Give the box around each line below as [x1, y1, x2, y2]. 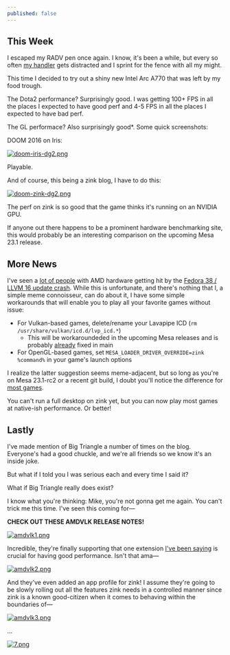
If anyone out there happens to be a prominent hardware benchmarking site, [7, 224, 223, 232]
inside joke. [7, 457, 40, 465]
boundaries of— [7, 600, 53, 609]
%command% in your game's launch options [16, 356, 133, 364]
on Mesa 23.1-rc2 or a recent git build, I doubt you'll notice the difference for [7, 376, 223, 385]
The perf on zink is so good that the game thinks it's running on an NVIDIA [7, 203, 218, 211]
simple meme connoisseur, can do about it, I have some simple [7, 291, 185, 299]
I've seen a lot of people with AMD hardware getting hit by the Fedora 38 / [7, 277, 218, 285]
